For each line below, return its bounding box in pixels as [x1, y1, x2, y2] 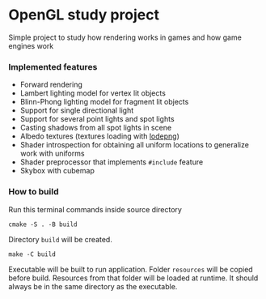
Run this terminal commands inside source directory [8, 204, 182, 214]
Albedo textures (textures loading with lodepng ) [19, 131, 180, 141]
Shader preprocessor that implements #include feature [19, 157, 204, 167]
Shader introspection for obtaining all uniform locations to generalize [19, 140, 249, 150]
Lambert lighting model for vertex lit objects [19, 88, 166, 98]
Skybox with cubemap [19, 166, 95, 176]
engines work [8, 41, 54, 50]
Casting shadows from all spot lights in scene [19, 123, 172, 133]
